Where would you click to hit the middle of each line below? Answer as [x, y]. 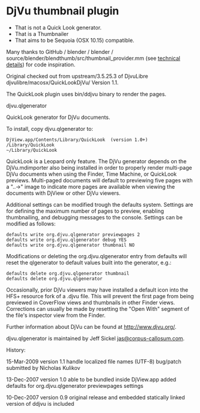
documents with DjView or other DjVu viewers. [64, 193]
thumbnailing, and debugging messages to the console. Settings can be [95, 217]
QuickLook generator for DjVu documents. [58, 117]
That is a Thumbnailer [41, 33]
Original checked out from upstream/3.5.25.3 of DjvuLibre [77, 76]
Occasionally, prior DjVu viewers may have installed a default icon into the [97, 290]
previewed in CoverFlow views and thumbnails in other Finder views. [90, 302]
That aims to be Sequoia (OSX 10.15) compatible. [74, 40]
